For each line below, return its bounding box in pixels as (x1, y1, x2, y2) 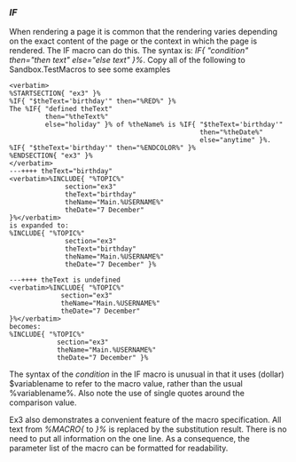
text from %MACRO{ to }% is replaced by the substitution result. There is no (9, 424, 287, 434)
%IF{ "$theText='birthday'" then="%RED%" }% (9, 97, 176, 106)
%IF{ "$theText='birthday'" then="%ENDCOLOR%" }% (9, 144, 197, 153)
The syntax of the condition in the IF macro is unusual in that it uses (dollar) (9, 369, 285, 379)
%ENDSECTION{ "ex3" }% (9, 151, 93, 161)
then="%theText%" (44, 113, 109, 122)
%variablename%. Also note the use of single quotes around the (9, 388, 245, 399)
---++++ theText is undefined (9, 275, 121, 285)
